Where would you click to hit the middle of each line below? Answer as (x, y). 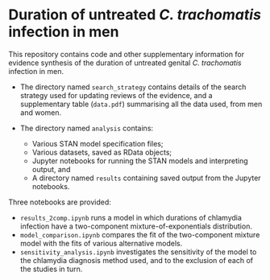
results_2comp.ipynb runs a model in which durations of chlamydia (131, 217)
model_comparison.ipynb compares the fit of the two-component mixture (140, 234)
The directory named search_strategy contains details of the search (133, 87)
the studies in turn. (51, 269)
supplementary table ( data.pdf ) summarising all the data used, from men (141, 104)
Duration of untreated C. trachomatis (135, 15)
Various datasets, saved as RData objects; (102, 152)
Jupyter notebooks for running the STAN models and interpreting (140, 161)
